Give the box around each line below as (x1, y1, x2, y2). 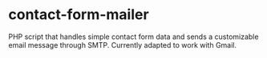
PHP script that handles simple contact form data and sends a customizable (8, 32, 259, 41)
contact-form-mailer (8, 6, 150, 24)
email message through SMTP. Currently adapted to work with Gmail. (8, 40, 237, 49)
